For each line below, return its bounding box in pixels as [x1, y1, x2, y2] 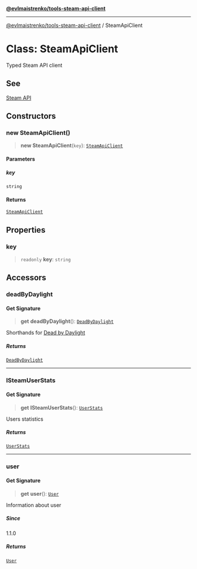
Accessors [6, 272, 47, 283]
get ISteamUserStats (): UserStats [20, 404, 103, 411]
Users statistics [6, 415, 44, 423]
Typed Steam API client [6, 62, 63, 69]
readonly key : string [20, 255, 72, 263]
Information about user [6, 501, 62, 509]
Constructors [6, 111, 56, 121]
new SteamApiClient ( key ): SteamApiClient [20, 142, 123, 149]
